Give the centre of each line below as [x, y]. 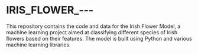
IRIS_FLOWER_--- [50, 10]
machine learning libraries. [38, 45]
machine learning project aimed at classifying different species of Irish [92, 32]
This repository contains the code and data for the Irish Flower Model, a [93, 26]
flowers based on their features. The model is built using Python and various [99, 38]
